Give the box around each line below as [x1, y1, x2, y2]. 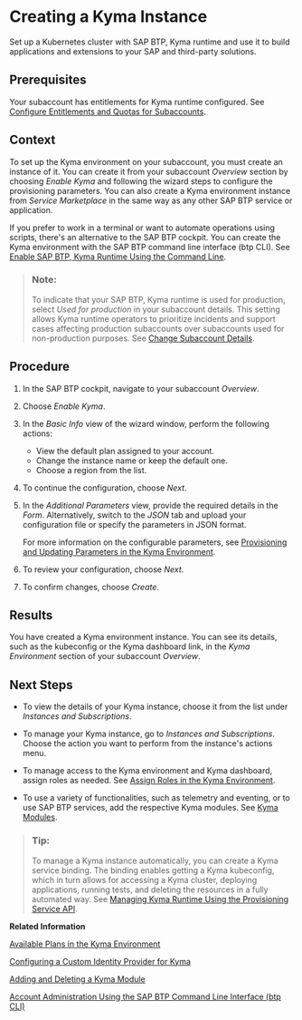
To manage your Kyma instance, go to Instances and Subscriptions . [22, 728, 276, 740]
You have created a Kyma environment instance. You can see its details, [9, 632, 278, 643]
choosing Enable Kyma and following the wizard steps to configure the [9, 175, 273, 187]
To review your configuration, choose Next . [22, 564, 184, 575]
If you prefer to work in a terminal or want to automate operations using [9, 222, 276, 233]
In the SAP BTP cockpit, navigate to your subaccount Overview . [22, 383, 260, 393]
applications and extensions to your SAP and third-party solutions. [9, 45, 257, 56]
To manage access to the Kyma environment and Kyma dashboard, [22, 765, 273, 776]
